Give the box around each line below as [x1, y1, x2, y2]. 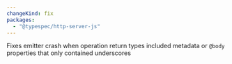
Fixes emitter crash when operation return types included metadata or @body [6, 42, 225, 50]
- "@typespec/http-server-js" [13, 23, 100, 30]
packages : [6, 17, 36, 23]
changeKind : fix [6, 10, 54, 17]
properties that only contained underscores [6, 49, 132, 57]
